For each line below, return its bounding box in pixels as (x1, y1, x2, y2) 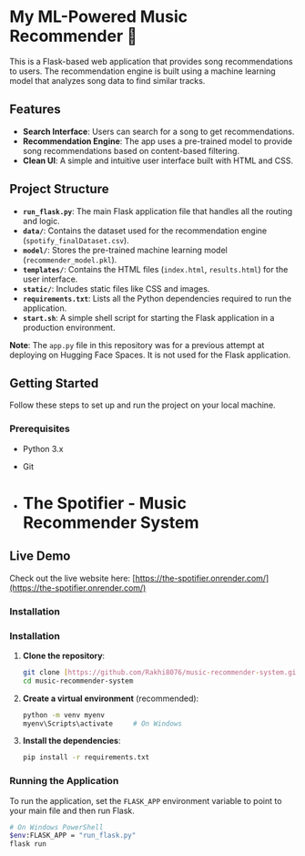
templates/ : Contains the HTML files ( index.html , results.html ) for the (22, 263, 289, 274)
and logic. (22, 215, 61, 226)
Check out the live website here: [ (9, 572, 136, 583)
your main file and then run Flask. (9, 805, 135, 816)
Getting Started (9, 376, 99, 391)
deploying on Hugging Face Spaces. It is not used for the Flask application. (9, 349, 291, 360)
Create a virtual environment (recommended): (22, 693, 199, 704)
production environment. (22, 322, 116, 333)
